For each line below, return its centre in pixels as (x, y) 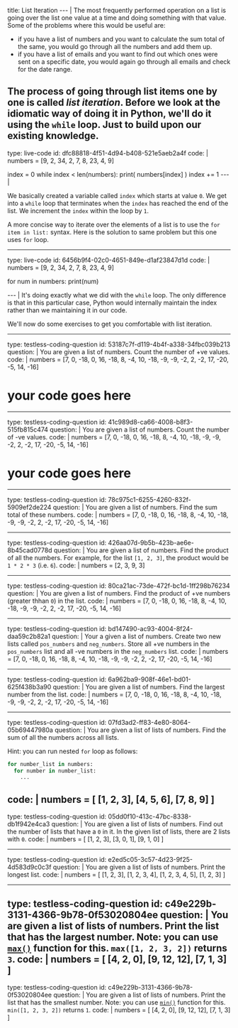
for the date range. (45, 69)
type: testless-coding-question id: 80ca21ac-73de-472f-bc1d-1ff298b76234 (119, 586)
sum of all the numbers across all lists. (63, 737)
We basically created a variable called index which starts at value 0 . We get (117, 195)
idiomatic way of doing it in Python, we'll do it (109, 114)
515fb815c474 (28, 430)
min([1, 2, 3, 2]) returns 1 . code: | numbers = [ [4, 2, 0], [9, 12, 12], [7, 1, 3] (119, 1010)
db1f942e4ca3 (29, 824)
